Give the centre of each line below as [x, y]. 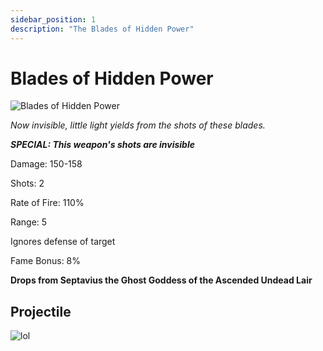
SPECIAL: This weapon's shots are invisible [102, 145]
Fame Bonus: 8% [46, 261]
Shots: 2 [27, 183]
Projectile [41, 311]
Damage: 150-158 [46, 164]
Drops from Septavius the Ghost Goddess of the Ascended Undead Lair [161, 280]
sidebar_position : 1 [53, 19]
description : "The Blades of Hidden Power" [102, 29]
